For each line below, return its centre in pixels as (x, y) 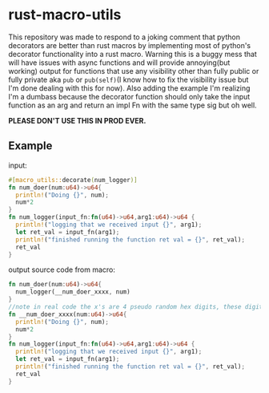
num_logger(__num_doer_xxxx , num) (73, 292)
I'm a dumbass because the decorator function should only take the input (129, 96)
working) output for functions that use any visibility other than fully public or (134, 71)
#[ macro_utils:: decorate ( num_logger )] (73, 180)
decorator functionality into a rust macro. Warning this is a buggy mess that (133, 54)
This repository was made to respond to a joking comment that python (124, 37)
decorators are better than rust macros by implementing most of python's (129, 45)
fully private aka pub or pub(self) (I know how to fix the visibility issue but (128, 79)
